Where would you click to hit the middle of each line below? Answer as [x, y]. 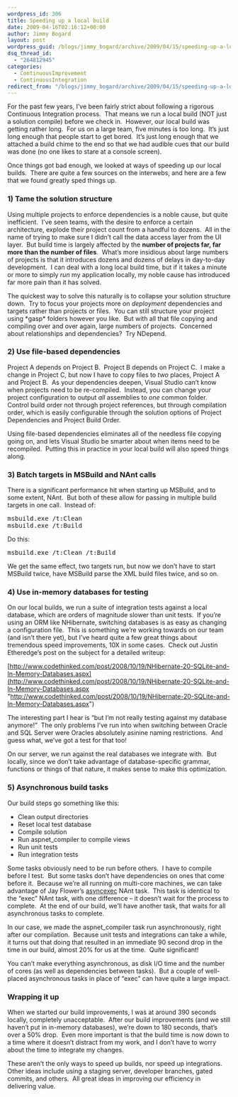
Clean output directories [53, 816]
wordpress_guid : [31, 47]
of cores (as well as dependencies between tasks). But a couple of [106, 971]
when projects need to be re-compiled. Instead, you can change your [109, 390]
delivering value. [32, 1086]
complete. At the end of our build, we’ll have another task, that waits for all [117, 906]
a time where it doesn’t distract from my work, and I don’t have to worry [112, 1042]
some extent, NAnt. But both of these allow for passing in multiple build [112, 497]
